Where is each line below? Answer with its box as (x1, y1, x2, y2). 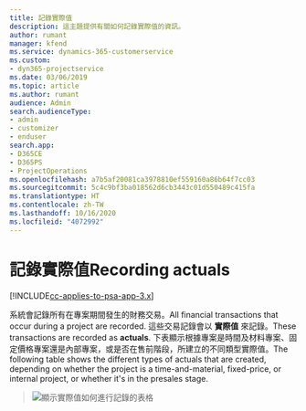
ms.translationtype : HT (9, 192, 100, 201)
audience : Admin (9, 98, 71, 108)
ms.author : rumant (9, 90, 79, 99)
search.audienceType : (9, 107, 92, 116)
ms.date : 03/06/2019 (9, 73, 89, 82)
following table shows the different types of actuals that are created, (9, 353, 267, 364)
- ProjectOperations (9, 166, 89, 175)
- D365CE (9, 149, 43, 158)
